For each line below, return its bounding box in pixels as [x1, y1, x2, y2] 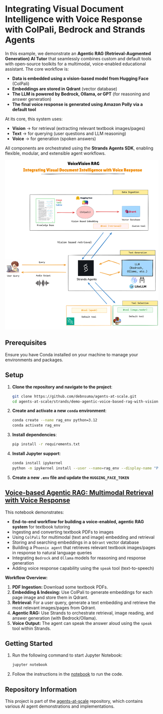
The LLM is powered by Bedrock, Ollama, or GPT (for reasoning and [12, 91, 150, 97]
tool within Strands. [12, 625, 51, 631]
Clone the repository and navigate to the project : [12, 384, 113, 390]
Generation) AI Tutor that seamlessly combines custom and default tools [5, 55, 152, 61]
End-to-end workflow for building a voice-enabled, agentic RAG [12, 518, 145, 524]
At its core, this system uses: [5, 116, 63, 122]
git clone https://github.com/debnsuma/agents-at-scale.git [12, 394, 137, 399]
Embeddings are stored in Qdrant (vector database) [12, 86, 118, 92]
